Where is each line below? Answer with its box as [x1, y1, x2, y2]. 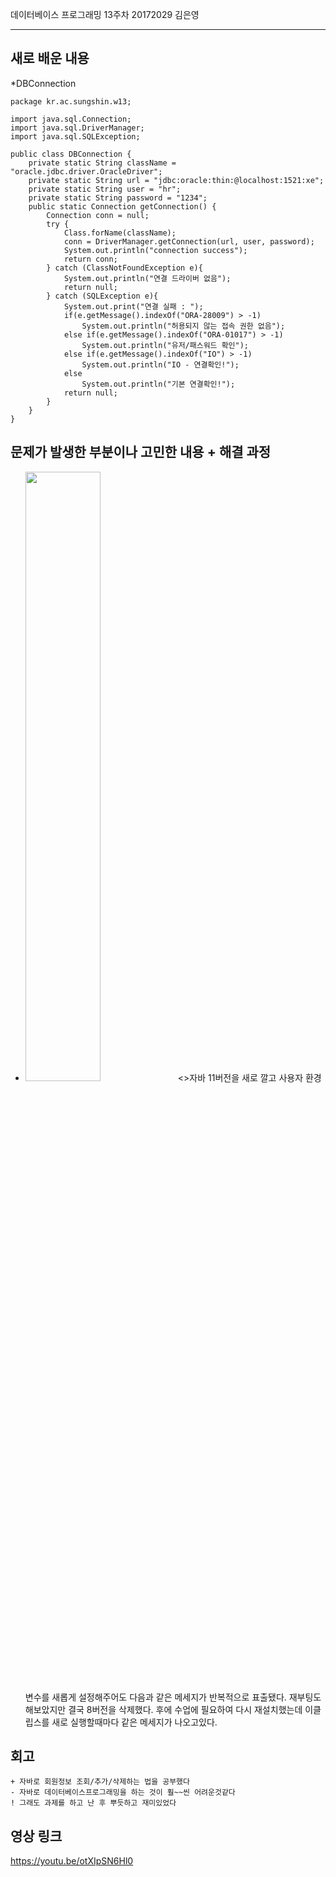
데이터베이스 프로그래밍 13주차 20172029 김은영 [10, 9, 200, 20]
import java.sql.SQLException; [10, 131, 141, 142]
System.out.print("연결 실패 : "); [63, 301, 204, 312]
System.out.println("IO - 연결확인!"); [81, 359, 240, 370]
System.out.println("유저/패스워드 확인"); [81, 340, 250, 350]
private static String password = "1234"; [28, 193, 208, 203]
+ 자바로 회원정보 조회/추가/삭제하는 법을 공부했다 [10, 1777, 190, 1787]
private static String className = [28, 158, 177, 168]
